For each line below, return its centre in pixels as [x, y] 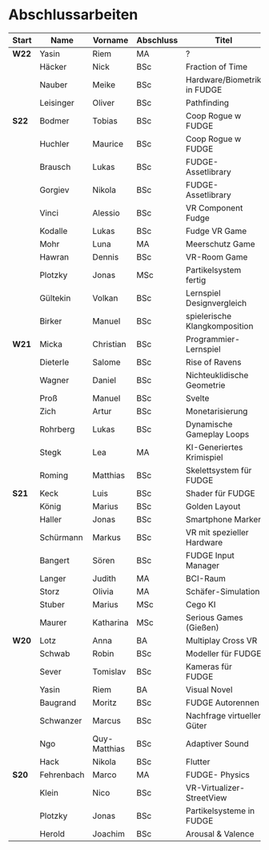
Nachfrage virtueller [223, 715]
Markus [107, 537]
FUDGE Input [210, 555]
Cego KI [201, 604]
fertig [196, 280]
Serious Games [214, 617]
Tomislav [109, 671]
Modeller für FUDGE [223, 653]
